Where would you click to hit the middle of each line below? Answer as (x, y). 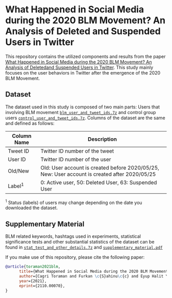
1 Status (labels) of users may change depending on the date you (74, 202)
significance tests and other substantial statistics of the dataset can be (80, 242)
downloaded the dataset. (31, 208)
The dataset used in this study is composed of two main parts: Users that (83, 107)
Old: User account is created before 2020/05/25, (100, 167)
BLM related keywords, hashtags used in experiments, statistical (73, 236)
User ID (17, 159)
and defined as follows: (30, 123)
